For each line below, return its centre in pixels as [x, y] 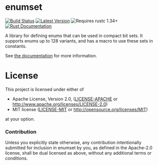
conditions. [17, 158]
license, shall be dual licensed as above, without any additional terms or [79, 153]
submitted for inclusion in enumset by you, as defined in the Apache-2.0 [79, 148]
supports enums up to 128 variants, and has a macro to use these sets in [79, 41]
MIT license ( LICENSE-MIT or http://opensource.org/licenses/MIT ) [80, 109]
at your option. [20, 119]
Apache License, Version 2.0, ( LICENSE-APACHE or [65, 99]
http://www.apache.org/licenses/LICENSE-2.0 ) [60, 104]
